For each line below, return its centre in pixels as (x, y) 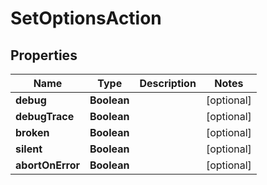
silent (29, 149)
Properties (44, 55)
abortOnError (47, 165)
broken (32, 132)
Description (168, 83)
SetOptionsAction (86, 18)
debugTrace (45, 116)
